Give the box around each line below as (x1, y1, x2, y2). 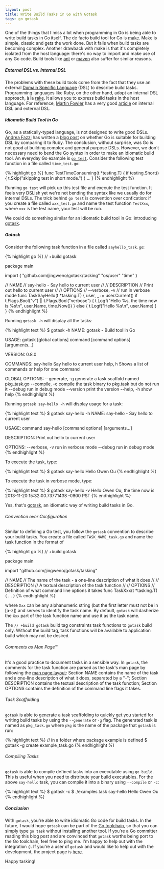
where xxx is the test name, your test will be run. (5, 206, 103, 212)
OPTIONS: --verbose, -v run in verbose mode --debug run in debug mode (5, 444, 155, 450)
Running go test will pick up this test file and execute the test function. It (5, 185, 152, 191)
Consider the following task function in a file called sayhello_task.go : (5, 244, 145, 250)
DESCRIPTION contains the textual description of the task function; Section (5, 680, 157, 686)
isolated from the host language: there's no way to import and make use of (5, 51, 156, 56)
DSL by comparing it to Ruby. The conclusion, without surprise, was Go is (5, 140, 153, 145)
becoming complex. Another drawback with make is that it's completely (5, 45, 149, 52)
